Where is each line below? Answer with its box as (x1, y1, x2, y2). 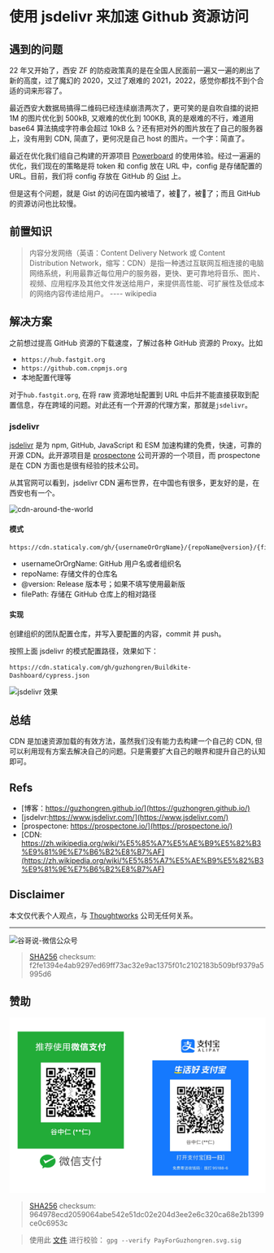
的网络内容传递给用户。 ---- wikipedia (28, 288, 157, 298)
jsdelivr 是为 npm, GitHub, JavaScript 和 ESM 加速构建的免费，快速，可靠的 (9, 440, 263, 450)
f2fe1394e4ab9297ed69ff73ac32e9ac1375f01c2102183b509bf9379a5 (28, 960, 264, 970)
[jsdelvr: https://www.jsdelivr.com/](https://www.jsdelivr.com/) (20, 812, 229, 822)
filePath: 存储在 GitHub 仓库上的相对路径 (20, 589, 157, 599)
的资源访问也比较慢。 (9, 199, 80, 208)
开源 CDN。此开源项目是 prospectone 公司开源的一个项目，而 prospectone (9, 450, 261, 460)
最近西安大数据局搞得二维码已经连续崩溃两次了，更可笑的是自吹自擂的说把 (9, 103, 259, 112)
